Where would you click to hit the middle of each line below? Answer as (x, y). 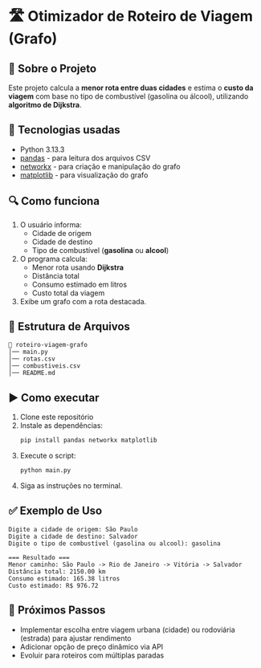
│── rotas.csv (32, 359)
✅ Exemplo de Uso (55, 511)
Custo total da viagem (68, 293)
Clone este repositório (57, 417)
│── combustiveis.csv (45, 366)
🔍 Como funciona (54, 201)
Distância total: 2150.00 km (57, 572)
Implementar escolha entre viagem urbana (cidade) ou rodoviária (127, 629)
